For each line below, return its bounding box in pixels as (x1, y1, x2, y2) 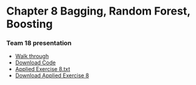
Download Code (15, 59, 56, 66)
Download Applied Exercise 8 (15, 72, 89, 80)
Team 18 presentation (6, 39, 72, 47)
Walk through (15, 53, 49, 60)
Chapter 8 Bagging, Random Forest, (6, 4, 191, 18)
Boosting (6, 17, 53, 31)
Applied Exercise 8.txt (15, 66, 71, 73)
